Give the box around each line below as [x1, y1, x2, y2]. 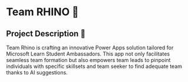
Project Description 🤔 [6, 29, 86, 39]
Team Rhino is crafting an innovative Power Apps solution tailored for [6, 44, 174, 51]
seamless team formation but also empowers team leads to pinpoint [6, 57, 171, 63]
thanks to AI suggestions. [6, 69, 68, 76]
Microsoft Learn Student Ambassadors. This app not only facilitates [6, 50, 170, 57]
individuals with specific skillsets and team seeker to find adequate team [6, 63, 183, 70]
